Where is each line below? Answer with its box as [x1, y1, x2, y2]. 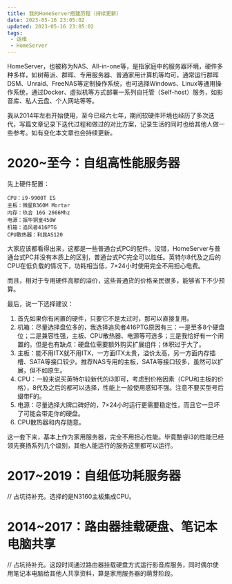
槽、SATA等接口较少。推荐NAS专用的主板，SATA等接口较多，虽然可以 [17, 357, 217, 366]
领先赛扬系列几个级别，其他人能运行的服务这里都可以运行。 [7, 441, 177, 449]
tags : [7, 29, 23, 37]
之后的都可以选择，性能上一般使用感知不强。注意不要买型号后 [48, 383, 224, 391]
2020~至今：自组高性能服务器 [7, 156, 181, 171]
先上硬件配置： [7, 179, 50, 187]
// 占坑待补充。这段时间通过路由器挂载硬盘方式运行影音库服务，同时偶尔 [7, 561, 213, 569]
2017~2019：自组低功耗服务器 [7, 468, 182, 484]
